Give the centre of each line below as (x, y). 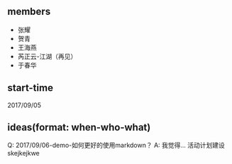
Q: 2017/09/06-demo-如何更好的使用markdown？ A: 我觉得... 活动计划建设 (116, 146)
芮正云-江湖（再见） (47, 56)
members (29, 12)
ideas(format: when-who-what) (79, 127)
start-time (30, 88)
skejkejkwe (24, 153)
